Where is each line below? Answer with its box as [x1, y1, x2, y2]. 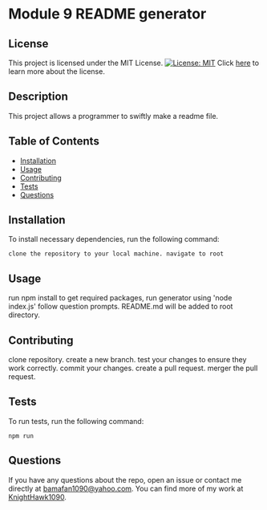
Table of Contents [8, 134, 100, 149]
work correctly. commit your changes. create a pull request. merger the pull [8, 363, 258, 373]
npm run [8, 431, 34, 440]
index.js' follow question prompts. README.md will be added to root [8, 302, 233, 312]
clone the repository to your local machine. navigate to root [8, 250, 225, 258]
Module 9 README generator [8, 5, 207, 23]
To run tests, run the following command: [8, 416, 144, 426]
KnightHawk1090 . [8, 492, 67, 502]
